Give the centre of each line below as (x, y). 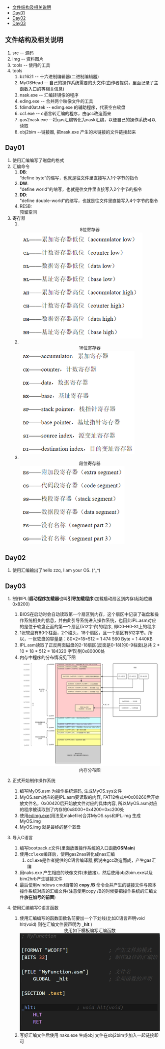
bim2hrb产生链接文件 (41, 879)
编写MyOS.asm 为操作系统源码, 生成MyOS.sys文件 (71, 791)
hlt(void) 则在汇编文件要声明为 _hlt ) (56, 924)
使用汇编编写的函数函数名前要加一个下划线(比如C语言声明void (82, 918)
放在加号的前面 (39, 897)
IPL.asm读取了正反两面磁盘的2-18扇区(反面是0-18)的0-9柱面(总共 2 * (90, 645)
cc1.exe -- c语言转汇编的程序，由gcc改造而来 (65, 113)
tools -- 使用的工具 (31, 65)
